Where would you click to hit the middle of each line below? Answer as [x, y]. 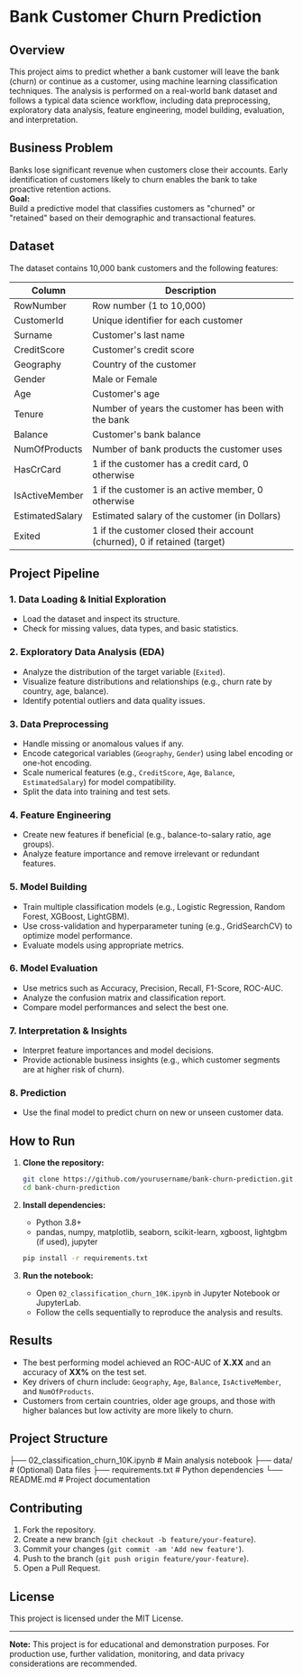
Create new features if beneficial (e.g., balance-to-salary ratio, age [147, 835]
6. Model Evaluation [54, 969]
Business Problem [61, 148]
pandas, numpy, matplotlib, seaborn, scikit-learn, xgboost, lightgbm [161, 1231]
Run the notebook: [58, 1275]
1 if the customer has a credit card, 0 [170, 463]
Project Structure [59, 1439]
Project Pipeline [55, 574]
